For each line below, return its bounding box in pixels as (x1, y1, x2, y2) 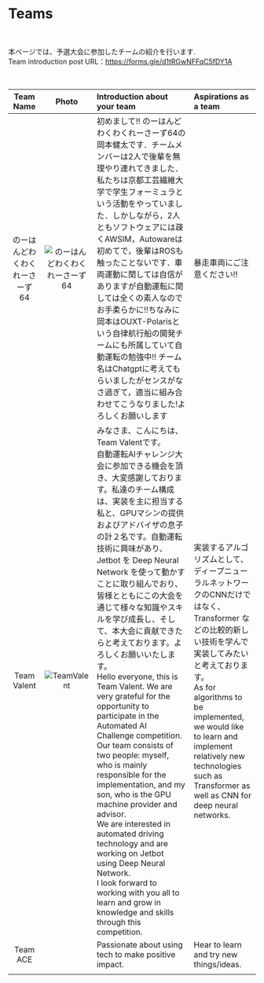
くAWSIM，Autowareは (97, 233, 183, 244)
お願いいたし (120, 649, 168, 660)
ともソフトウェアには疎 (97, 222, 184, 233)
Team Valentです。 (97, 437, 166, 448)
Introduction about (97, 91, 169, 102)
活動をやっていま (112, 198, 175, 209)
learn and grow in (97, 897, 161, 908)
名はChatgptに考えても (97, 363, 181, 374)
